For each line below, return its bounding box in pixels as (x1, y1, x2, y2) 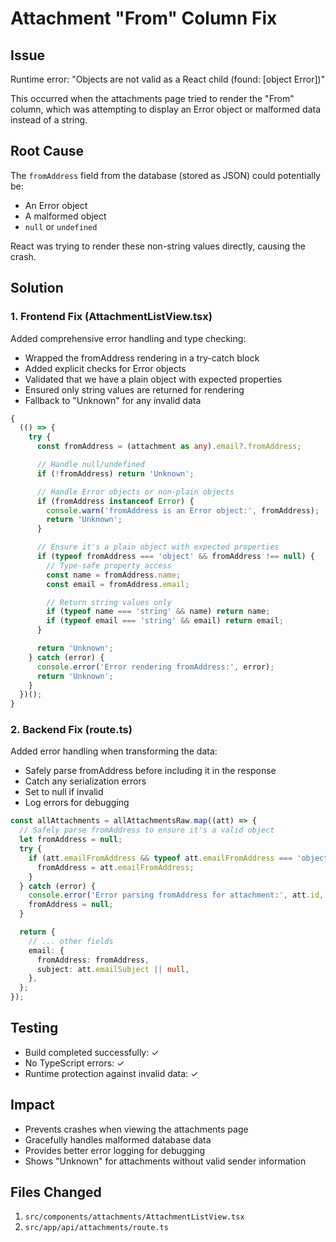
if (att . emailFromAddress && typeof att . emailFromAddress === (28, 853, 293, 863)
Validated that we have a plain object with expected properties (24, 373, 283, 385)
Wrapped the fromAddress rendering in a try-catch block (24, 352, 260, 364)
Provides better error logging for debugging (24, 1144, 206, 1156)
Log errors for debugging (24, 797, 130, 809)
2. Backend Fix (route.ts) (10, 723, 133, 737)
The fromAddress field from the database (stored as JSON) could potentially (10, 169, 321, 181)
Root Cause (10, 143, 85, 160)
